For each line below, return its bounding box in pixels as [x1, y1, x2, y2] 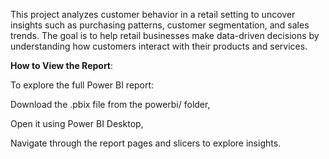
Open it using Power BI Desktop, [10, 118, 144, 129]
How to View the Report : [10, 60, 114, 71]
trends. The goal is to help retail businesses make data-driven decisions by [10, 30, 320, 41]
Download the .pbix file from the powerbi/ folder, [10, 99, 211, 110]
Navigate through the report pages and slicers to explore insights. [10, 137, 282, 149]
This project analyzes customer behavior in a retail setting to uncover [10, 9, 296, 20]
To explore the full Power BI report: [10, 79, 155, 91]
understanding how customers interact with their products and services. [10, 40, 308, 52]
